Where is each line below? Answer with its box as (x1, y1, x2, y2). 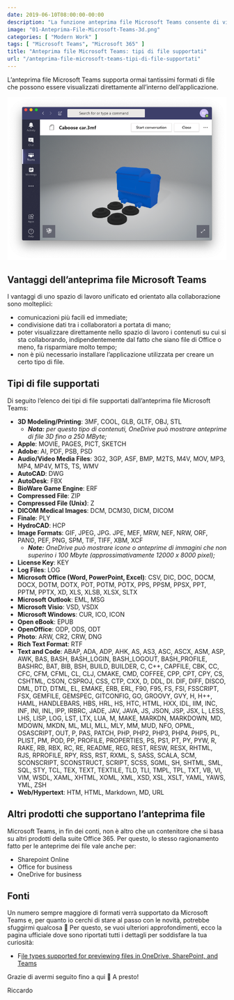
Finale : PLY (17, 514, 51, 522)
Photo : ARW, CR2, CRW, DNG (17, 632, 102, 641)
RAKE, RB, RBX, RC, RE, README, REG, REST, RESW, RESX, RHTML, (17, 743, 213, 752)
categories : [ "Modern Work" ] (7, 33, 98, 40)
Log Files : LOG (17, 565, 61, 574)
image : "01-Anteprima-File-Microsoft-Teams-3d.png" (7, 26, 160, 33)
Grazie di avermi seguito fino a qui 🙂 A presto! (7, 973, 139, 981)
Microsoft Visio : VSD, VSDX (17, 602, 99, 611)
